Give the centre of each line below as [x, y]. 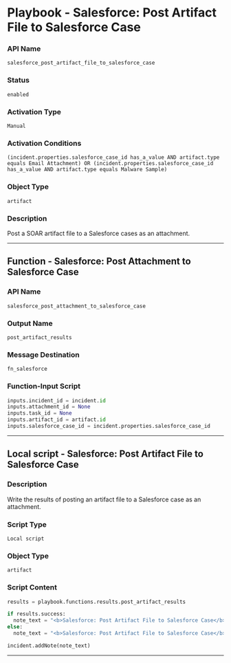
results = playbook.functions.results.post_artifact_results [97, 602]
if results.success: [37, 614]
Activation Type [34, 111]
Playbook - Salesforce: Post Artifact [112, 13]
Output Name [30, 323]
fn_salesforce [27, 369]
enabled [18, 94]
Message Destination [44, 354]
